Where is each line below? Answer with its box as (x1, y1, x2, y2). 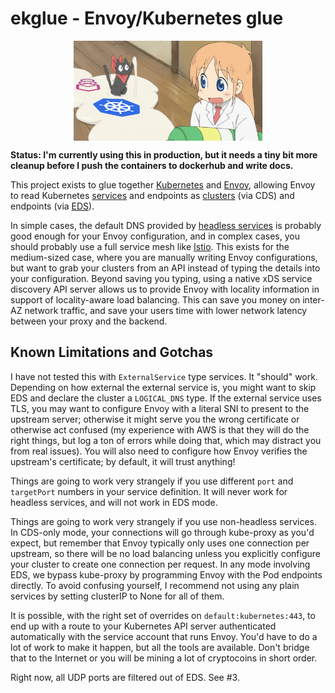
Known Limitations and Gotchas (10, 344, 214, 361)
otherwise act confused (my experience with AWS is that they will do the (10, 423, 310, 436)
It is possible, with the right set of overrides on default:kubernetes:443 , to (10, 609, 316, 621)
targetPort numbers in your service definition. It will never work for (10, 485, 288, 497)
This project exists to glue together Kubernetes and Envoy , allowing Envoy (10, 178, 316, 191)
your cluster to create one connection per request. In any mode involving (10, 558, 311, 570)
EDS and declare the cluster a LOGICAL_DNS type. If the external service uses (10, 392, 322, 404)
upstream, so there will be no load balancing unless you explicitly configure (10, 547, 321, 559)
